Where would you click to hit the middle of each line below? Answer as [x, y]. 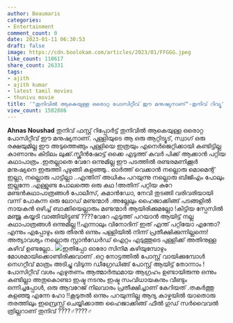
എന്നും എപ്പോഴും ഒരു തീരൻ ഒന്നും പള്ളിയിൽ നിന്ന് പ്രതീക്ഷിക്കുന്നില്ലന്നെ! [108, 232]
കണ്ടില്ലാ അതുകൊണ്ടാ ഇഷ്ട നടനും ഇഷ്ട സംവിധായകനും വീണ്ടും [97, 279]
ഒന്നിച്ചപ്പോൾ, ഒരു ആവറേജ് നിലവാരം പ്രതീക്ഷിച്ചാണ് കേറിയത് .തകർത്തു [111, 287]
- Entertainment [31, 26]
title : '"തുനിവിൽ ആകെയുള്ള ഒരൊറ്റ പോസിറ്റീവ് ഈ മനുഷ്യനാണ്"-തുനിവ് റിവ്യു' [116, 104]
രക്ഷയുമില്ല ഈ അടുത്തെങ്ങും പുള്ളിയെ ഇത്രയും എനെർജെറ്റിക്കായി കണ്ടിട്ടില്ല [114, 146]
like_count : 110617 [35, 59]
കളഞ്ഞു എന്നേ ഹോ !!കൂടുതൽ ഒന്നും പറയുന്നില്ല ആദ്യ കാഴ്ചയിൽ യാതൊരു [111, 295]
